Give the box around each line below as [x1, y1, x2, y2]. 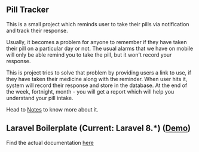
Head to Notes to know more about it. [6, 106, 99, 113]
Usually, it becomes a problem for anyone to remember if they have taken [6, 38, 187, 45]
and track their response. [6, 27, 69, 34]
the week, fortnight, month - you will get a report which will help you [6, 88, 174, 95]
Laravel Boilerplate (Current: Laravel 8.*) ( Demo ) [6, 123, 191, 134]
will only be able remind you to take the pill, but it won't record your [6, 51, 172, 58]
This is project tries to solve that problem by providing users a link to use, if [6, 69, 191, 76]
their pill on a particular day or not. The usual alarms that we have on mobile [6, 45, 194, 52]
